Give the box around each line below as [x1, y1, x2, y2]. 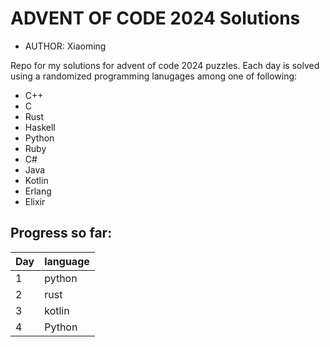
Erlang [24, 185, 52, 197]
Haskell [24, 121, 56, 133]
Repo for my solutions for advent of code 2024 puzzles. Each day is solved [10, 59, 320, 71]
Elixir [24, 195, 46, 207]
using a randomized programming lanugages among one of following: [10, 70, 298, 82]
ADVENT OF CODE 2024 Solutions [10, 7, 301, 30]
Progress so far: [10, 225, 113, 242]
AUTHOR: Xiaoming [24, 40, 107, 52]
